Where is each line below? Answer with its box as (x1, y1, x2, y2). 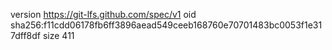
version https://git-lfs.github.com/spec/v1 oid (10, 9, 197, 20)
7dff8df (10, 30, 42, 41)
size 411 (42, 30, 75, 41)
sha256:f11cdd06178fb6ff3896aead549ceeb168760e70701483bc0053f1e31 (10, 19, 323, 31)
